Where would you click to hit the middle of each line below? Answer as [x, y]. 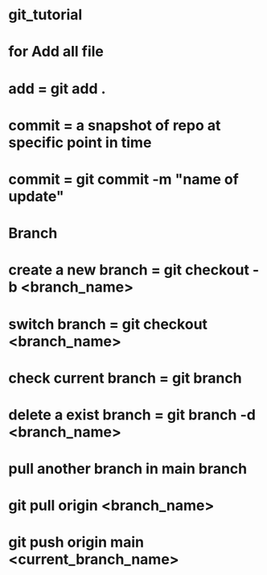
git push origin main [76, 542]
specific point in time [80, 142]
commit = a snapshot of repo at [115, 125]
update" [36, 196]
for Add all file [56, 52]
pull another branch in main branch [128, 469]
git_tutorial [45, 15]
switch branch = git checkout [108, 324]
